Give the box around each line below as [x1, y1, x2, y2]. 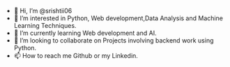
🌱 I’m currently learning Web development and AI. [13, 29, 157, 37]
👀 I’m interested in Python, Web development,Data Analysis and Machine [13, 14, 223, 22]
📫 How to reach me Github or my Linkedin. [13, 52, 138, 59]
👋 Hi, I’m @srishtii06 [13, 7, 72, 15]
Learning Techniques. [13, 22, 77, 29]
